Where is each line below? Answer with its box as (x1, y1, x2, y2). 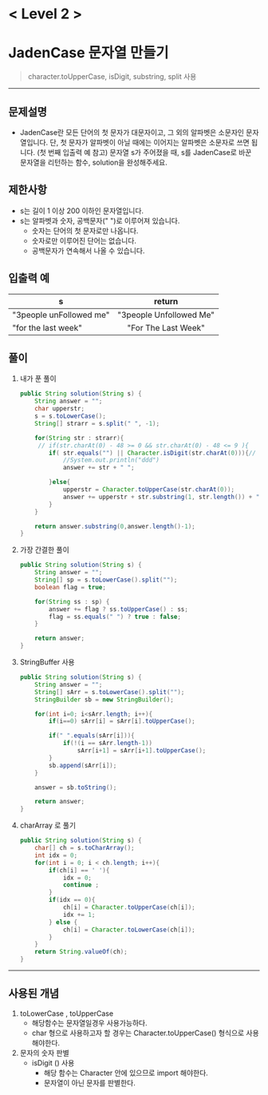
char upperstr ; (34, 405, 85, 413)
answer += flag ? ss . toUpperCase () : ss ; (49, 605, 189, 613)
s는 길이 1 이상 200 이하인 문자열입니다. (19, 205, 144, 216)
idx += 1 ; (62, 911, 96, 918)
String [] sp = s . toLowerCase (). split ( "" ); (34, 576, 178, 584)
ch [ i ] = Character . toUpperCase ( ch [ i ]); (62, 903, 195, 911)
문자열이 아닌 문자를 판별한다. (43, 1077, 136, 1087)
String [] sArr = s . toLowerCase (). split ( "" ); (34, 688, 185, 696)
